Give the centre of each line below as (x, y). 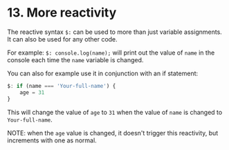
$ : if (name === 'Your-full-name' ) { (62, 86)
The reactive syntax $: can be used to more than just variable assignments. (115, 32)
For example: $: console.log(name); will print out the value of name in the (111, 53)
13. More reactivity (62, 13)
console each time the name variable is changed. (75, 59)
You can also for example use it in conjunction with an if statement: (103, 73)
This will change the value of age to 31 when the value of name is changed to (115, 112)
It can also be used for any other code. (62, 39)
